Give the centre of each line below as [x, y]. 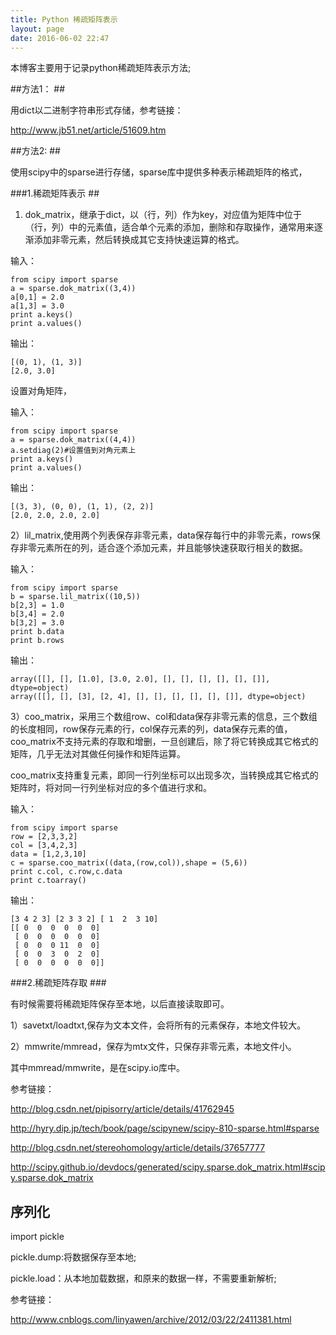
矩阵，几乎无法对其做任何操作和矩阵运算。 [98, 754]
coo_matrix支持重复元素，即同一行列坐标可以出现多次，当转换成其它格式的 [164, 775]
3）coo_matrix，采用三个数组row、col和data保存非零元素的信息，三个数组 [164, 717]
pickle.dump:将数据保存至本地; [73, 1257]
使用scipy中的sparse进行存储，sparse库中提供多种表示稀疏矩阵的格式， [159, 172]
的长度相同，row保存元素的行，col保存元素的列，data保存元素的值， [151, 729]
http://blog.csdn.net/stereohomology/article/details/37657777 [138, 1148]
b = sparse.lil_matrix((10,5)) [75, 597]
